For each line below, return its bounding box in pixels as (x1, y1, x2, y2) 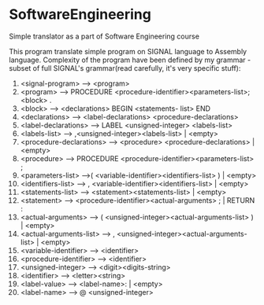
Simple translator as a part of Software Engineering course (9, 31, 200, 41)
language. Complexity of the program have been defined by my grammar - (9, 55, 251, 64)
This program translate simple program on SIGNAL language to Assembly (9, 46, 247, 56)
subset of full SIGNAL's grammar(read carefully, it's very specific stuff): (9, 63, 241, 72)
